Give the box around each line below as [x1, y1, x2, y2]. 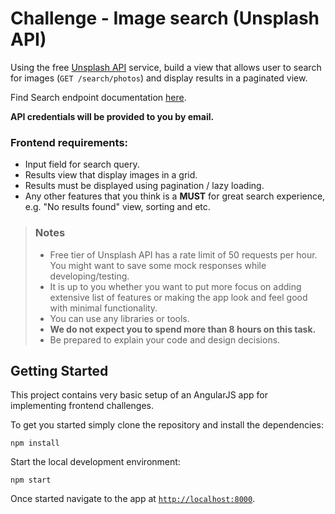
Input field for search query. [24, 158, 140, 171]
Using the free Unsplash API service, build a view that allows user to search [10, 61, 322, 73]
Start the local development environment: [10, 456, 181, 468]
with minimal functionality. [49, 302, 158, 314]
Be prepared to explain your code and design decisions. [49, 333, 281, 346]
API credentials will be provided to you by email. [10, 110, 215, 122]
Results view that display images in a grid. [24, 169, 198, 181]
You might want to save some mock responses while [49, 259, 267, 271]
